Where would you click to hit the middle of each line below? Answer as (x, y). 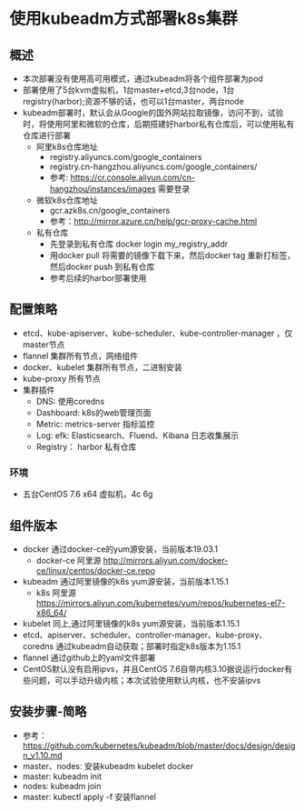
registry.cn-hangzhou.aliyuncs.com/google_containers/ (153, 166)
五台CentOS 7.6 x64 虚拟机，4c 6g (88, 494)
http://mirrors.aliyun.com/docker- (166, 560)
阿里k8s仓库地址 (67, 147)
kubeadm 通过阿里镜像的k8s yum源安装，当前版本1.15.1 (126, 581)
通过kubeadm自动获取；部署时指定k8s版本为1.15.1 (148, 646)
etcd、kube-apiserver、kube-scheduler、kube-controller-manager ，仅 (157, 333)
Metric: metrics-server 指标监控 (95, 424)
